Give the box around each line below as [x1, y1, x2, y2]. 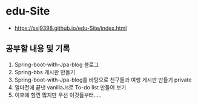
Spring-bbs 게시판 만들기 [14, 68, 76, 75]
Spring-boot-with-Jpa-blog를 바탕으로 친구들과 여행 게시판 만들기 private [14, 76, 192, 83]
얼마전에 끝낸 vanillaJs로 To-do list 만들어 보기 [14, 83, 127, 91]
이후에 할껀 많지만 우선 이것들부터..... [14, 91, 102, 99]
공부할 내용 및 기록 [5, 44, 70, 54]
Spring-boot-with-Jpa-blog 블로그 [14, 61, 99, 68]
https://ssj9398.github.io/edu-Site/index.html [14, 24, 127, 32]
